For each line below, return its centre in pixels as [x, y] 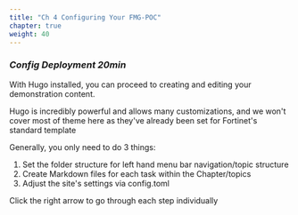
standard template [43, 130]
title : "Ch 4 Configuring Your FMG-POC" [86, 17]
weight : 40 [29, 34]
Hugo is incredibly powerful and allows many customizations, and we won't [148, 111]
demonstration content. [52, 93]
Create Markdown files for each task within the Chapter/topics [137, 173]
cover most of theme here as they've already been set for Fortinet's [133, 120]
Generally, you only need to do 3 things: [83, 147]
